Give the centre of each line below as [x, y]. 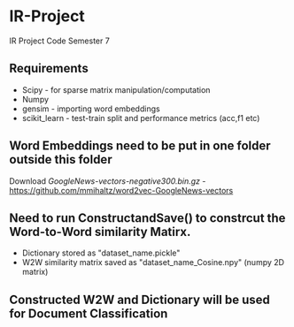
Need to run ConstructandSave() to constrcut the [147, 218]
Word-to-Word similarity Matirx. [100, 232]
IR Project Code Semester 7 [60, 41]
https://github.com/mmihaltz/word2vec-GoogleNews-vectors [121, 190]
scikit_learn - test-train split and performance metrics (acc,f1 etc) [141, 118]
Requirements [49, 68]
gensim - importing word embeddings [91, 109]
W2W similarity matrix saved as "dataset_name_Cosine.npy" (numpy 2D [153, 262]
